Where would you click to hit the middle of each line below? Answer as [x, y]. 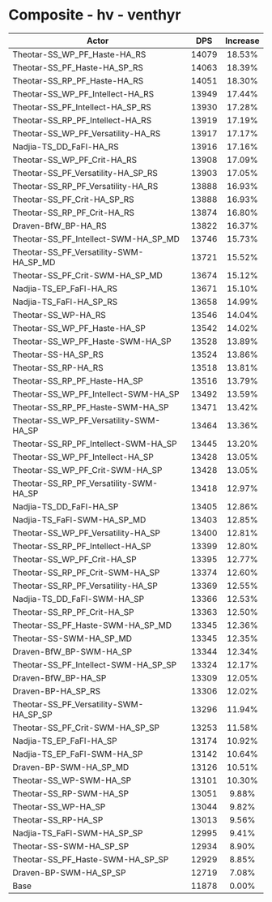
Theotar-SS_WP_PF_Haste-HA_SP [79, 328]
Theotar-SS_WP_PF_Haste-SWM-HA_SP [92, 341]
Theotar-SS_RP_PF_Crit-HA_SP [73, 612]
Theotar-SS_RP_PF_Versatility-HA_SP [85, 586]
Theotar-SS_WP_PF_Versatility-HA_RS [87, 133]
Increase [242, 41]
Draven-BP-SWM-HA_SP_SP [69, 872]
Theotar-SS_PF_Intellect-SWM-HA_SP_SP [95, 664]
